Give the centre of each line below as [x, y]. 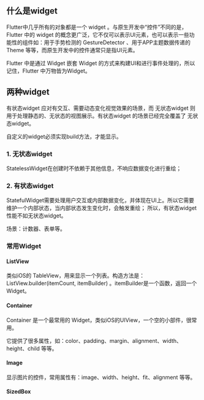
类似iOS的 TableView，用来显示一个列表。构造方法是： [76, 276]
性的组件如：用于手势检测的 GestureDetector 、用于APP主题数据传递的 [101, 42]
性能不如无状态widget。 [36, 216]
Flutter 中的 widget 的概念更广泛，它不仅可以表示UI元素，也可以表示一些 [98, 34]
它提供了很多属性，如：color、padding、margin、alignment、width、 [94, 340]
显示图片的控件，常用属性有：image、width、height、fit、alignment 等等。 [101, 377]
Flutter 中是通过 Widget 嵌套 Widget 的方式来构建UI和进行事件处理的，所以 [101, 63]
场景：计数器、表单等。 [36, 229]
